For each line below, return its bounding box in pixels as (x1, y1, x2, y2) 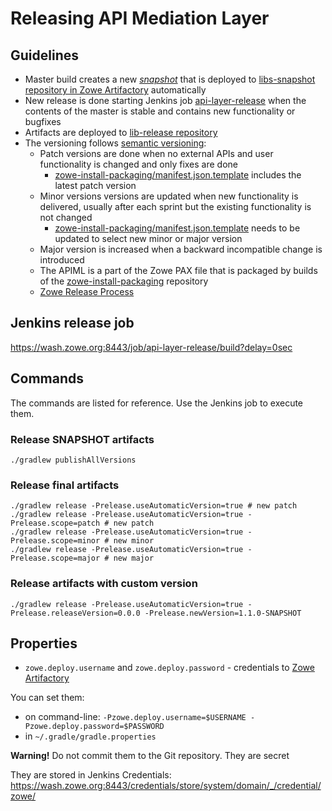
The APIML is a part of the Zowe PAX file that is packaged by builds (39, 265, 318, 276)
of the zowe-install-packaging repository (39, 275, 209, 287)
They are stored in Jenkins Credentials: (10, 769, 172, 781)
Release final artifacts (10, 478, 120, 492)
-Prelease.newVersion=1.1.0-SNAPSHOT (144, 608, 302, 618)
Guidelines (10, 47, 79, 64)
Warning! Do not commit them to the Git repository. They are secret (10, 750, 290, 762)
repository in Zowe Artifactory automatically (24, 84, 207, 96)
